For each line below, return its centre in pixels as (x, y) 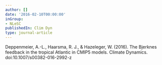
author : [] (16, 10)
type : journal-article (29, 33)
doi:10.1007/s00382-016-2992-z (38, 57)
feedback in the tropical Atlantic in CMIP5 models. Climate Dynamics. (76, 52)
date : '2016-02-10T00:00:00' (35, 14)
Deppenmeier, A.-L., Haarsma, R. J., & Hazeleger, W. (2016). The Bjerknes (81, 47)
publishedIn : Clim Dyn (29, 28)
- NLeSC (13, 24)
